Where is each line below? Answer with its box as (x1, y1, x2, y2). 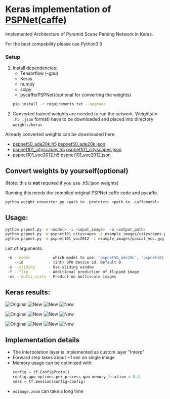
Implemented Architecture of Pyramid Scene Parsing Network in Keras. (5, 31, 153, 37)
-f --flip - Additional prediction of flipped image (7, 269, 139, 274)
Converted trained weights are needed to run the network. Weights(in (12, 111, 158, 117)
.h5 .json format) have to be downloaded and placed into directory (12, 116, 154, 122)
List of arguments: (5, 245, 44, 251)
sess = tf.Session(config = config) (12, 379, 86, 384)
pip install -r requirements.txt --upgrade (12, 102, 106, 107)
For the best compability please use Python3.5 (5, 40, 102, 47)
